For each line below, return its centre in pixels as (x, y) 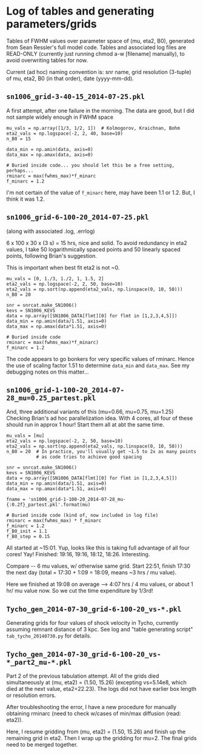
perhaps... (20, 170)
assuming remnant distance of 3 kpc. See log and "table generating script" (100, 630)
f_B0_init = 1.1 (27, 531)
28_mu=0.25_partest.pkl (51, 398)
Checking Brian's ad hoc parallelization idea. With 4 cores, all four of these (100, 418)
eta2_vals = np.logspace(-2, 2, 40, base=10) (65, 133)
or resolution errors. (31, 695)
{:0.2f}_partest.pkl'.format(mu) (48, 505)
